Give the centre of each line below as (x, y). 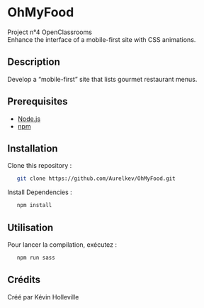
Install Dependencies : (40, 192)
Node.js (29, 119)
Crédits (24, 280)
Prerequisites (38, 101)
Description (34, 62)
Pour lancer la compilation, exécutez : (62, 244)
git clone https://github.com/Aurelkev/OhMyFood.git (96, 179)
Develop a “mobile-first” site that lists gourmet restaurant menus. (102, 79)
